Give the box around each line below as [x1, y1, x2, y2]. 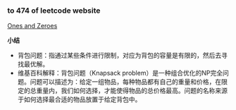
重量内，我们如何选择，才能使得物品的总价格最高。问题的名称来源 [36, 87, 228, 95]
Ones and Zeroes [7, 22, 58, 30]
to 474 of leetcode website [7, 6, 101, 16]
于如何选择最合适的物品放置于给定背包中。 [17, 95, 142, 104]
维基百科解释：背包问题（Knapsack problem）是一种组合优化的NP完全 [17, 69, 223, 78]
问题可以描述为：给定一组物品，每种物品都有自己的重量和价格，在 [30, 78, 222, 86]
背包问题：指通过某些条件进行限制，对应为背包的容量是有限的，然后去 [17, 51, 222, 60]
